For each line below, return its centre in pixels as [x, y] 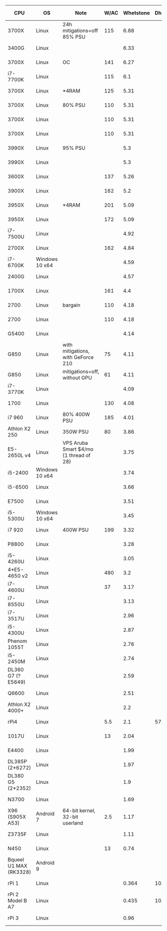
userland [73, 823]
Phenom [17, 641]
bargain [71, 305]
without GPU [77, 378]
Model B [17, 900]
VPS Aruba [75, 443]
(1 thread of [77, 455]
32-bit [70, 817]
